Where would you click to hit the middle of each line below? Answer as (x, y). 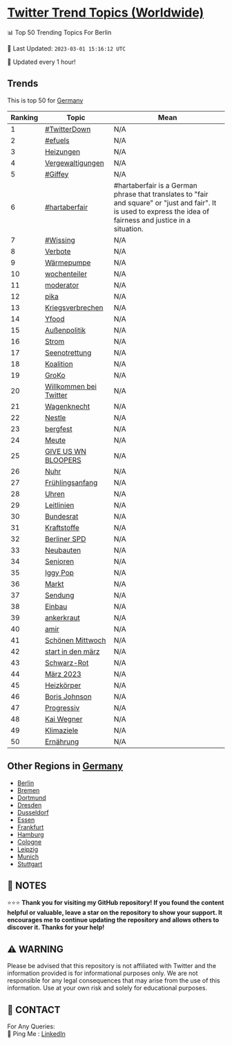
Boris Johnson (68, 696)
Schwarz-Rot (67, 662)
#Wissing (60, 240)
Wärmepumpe (68, 263)
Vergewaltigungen (75, 163)
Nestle (55, 417)
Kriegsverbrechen (74, 308)
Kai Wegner (64, 719)
